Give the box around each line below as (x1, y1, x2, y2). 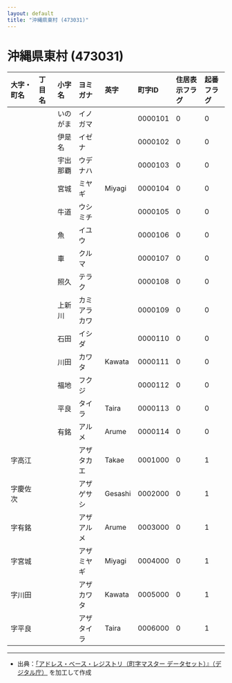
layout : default (7, 10, 54, 17)
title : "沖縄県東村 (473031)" (7, 17, 89, 23)
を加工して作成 (49, 669, 92, 677)
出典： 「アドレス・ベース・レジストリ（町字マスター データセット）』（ (17, 660, 216, 668)
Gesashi (104, 489, 131, 499)
